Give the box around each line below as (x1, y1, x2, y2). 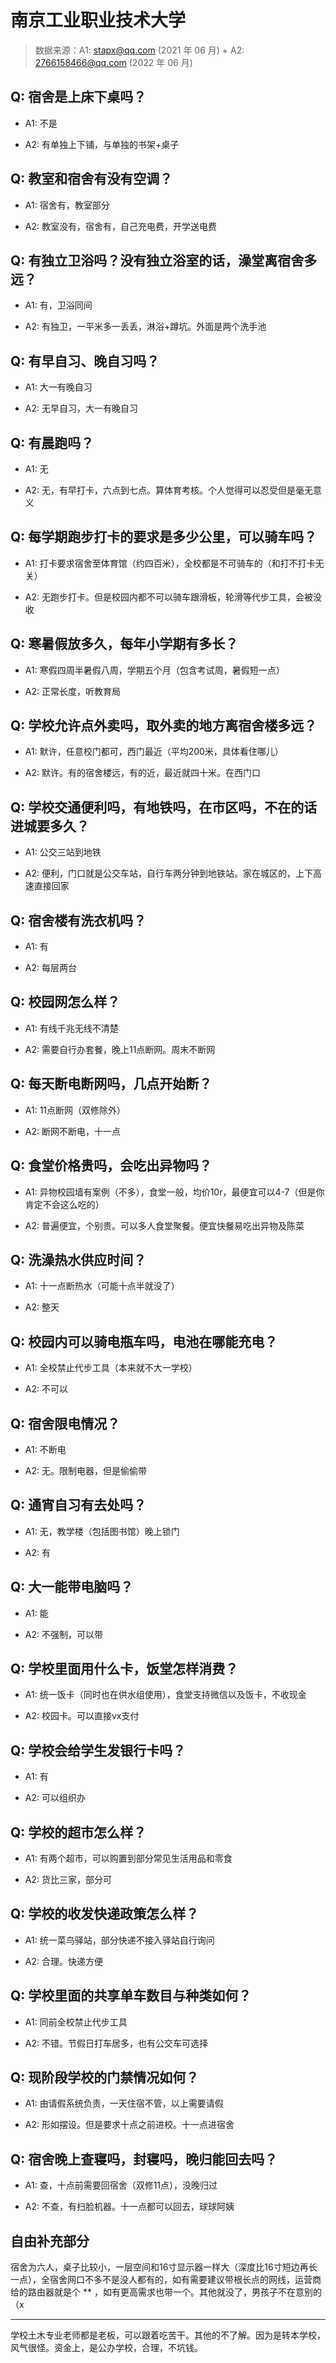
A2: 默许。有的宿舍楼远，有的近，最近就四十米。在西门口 (24, 767, 261, 779)
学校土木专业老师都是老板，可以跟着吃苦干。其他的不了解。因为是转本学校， (10, 2329, 326, 2341)
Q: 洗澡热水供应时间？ (10, 1251, 147, 1268)
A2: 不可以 (24, 1383, 68, 1395)
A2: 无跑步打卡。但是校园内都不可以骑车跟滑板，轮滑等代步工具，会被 (24, 591, 313, 603)
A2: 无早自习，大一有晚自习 (24, 402, 138, 415)
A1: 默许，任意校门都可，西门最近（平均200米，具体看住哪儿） (24, 746, 284, 758)
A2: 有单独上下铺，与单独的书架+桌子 (24, 138, 180, 150)
